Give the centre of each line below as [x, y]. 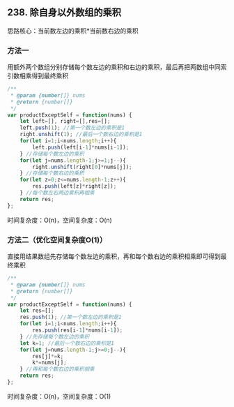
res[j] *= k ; [48, 356]
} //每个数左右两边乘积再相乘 [57, 193]
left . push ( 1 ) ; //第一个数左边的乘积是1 [72, 128]
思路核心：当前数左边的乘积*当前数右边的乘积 [73, 31]
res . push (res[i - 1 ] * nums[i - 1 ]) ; [78, 330]
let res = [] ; [37, 311]
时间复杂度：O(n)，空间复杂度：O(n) [60, 220]
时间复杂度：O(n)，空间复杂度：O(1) [59, 396]
